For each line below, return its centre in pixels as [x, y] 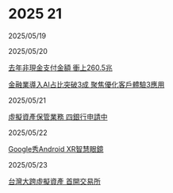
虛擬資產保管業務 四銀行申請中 [58, 117]
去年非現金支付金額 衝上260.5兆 [60, 68]
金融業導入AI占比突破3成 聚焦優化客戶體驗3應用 [86, 84]
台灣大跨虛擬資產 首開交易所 [54, 181]
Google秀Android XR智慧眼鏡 [56, 149]
